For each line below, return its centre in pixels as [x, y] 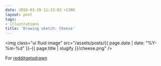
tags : [11, 19]
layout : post [19, 15]
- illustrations [22, 24]
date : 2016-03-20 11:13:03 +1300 [40, 10]
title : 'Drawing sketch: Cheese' [40, 29]
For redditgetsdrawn [26, 58]
